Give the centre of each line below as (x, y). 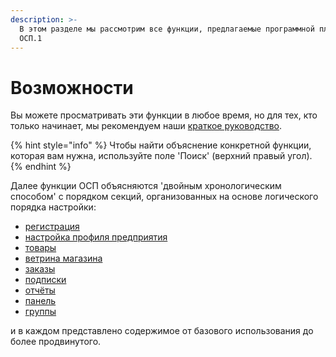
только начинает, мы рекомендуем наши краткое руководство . (146, 126)
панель (40, 301)
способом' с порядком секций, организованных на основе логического (164, 197)
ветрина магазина (63, 258)
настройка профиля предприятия (96, 237)
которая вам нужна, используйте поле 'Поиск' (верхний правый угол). (161, 156)
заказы (40, 269)
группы (40, 312)
